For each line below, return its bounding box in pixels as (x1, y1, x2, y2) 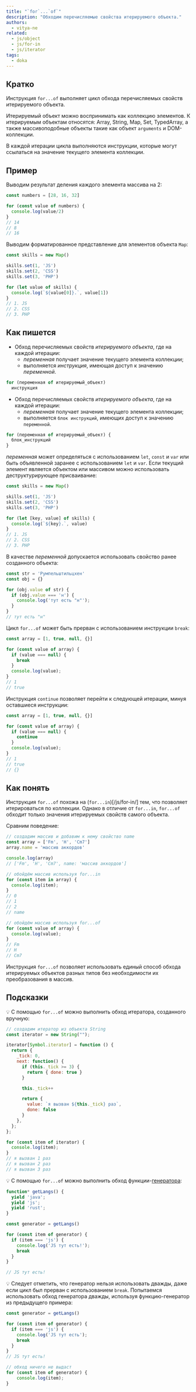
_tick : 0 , (16, 1053, 41, 1059)
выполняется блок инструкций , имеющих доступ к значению (23, 414, 174, 421)
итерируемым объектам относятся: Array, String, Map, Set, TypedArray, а (6, 118, 188, 126)
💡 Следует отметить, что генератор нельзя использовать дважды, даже (6, 1280, 187, 1287)
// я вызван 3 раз (6, 1166, 51, 1172)
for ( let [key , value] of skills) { (6, 515, 95, 521)
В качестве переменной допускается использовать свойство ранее (6, 553, 177, 560)
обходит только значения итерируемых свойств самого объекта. (6, 811, 170, 818)
